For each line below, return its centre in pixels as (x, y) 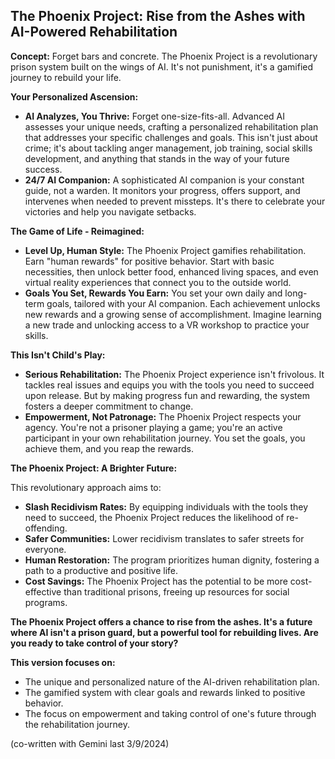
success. (43, 169)
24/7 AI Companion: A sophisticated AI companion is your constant (164, 180)
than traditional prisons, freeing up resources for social (176, 591)
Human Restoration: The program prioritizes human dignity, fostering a (172, 560)
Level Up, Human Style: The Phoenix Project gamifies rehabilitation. (165, 250)
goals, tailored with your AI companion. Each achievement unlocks (183, 303)
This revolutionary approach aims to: (86, 487)
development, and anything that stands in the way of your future (157, 158)
